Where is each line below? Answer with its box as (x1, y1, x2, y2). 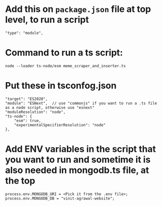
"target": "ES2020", (5, 96, 48, 102)
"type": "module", (5, 30, 43, 35)
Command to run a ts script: (5, 47, 123, 58)
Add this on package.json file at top (5, 3, 151, 15)
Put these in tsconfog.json (5, 80, 117, 92)
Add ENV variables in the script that (5, 143, 156, 155)
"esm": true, (14, 118, 41, 123)
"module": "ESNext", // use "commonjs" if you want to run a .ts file (5, 101, 157, 105)
